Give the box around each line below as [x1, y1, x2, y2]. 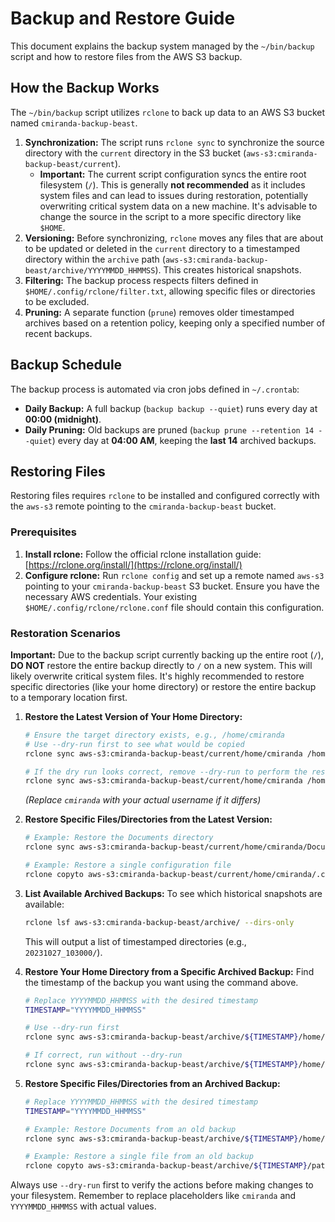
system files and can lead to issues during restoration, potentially [39, 189, 309, 201]
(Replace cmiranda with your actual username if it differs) [24, 794, 262, 806]
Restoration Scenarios [10, 626, 121, 640]
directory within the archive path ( [24, 253, 166, 265]
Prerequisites [10, 525, 77, 539]
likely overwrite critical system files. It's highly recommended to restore [10, 670, 305, 682]
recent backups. [24, 327, 93, 339]
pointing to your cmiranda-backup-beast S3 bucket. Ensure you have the [24, 580, 320, 592]
